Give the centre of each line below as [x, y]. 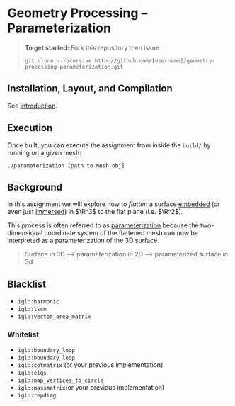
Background [35, 187]
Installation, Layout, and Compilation [90, 89]
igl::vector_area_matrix [54, 317]
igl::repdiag [37, 396]
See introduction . [33, 106]
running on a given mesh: [44, 152]
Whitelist [23, 334]
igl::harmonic [38, 302]
